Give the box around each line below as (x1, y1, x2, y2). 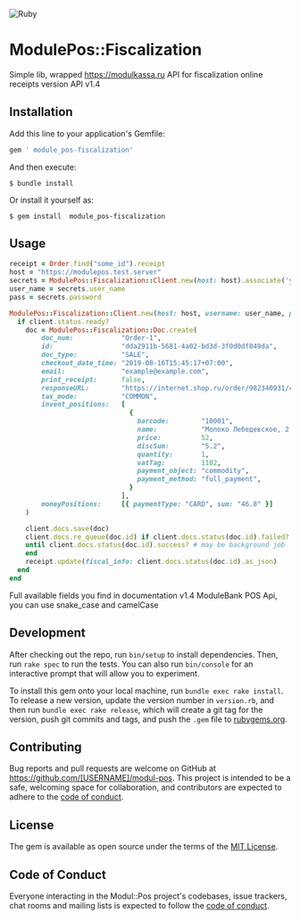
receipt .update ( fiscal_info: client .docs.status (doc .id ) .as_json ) (25, 558, 278, 567)
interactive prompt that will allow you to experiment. (9, 667, 200, 678)
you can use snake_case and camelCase (9, 599, 159, 610)
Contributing (9, 740, 82, 755)
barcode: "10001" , (137, 417, 234, 426)
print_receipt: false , (41, 375, 146, 384)
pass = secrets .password (9, 293, 102, 302)
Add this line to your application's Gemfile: (9, 128, 165, 138)
